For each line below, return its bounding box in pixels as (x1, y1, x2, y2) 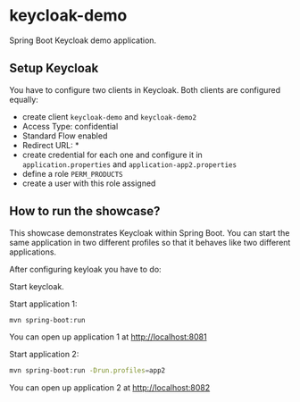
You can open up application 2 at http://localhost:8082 (9, 382, 211, 393)
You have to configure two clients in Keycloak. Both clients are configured (9, 84, 281, 95)
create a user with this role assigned (21, 178, 156, 188)
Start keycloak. (9, 281, 64, 291)
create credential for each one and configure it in (21, 149, 203, 160)
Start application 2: (9, 349, 79, 360)
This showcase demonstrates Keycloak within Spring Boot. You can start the (9, 227, 290, 238)
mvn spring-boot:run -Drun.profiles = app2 (9, 366, 166, 375)
